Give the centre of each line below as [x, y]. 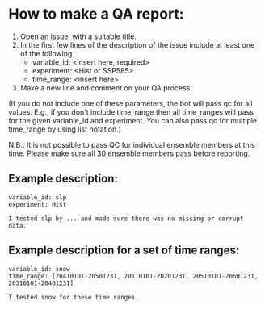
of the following [46, 53]
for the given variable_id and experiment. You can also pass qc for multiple [133, 120]
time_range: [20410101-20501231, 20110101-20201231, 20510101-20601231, [133, 276]
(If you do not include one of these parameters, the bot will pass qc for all [130, 103]
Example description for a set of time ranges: [124, 251]
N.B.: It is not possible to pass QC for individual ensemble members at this [132, 144]
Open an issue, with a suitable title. [78, 36]
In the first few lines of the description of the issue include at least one [137, 44]
